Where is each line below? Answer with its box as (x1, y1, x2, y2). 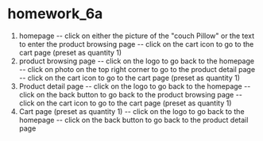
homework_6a (7, 5, 103, 23)
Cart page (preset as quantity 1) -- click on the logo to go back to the (18, 106, 245, 116)
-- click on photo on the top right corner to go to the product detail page (18, 64, 256, 74)
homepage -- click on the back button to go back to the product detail (18, 115, 249, 124)
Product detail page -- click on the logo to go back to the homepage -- (18, 81, 251, 91)
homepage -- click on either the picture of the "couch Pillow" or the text (18, 31, 255, 40)
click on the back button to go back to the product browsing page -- (18, 90, 243, 99)
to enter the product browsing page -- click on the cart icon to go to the (18, 39, 254, 48)
